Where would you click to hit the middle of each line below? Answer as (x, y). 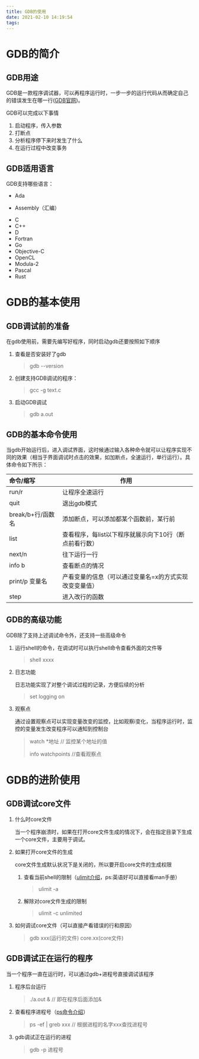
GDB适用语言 (30, 168)
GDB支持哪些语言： (30, 184)
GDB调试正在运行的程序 (49, 958)
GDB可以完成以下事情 (33, 113)
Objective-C (30, 251)
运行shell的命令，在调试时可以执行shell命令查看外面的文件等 (89, 648)
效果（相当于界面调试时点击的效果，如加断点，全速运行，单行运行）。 (101, 457)
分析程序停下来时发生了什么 (49, 141)
